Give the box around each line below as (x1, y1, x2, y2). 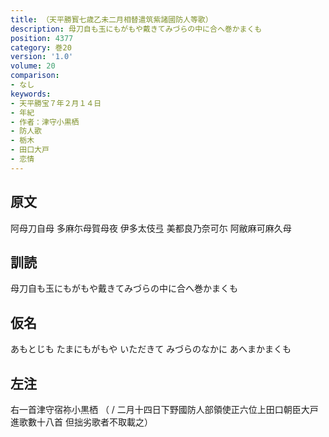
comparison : (10, 71, 60, 81)
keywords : (10, 89, 52, 99)
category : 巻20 (10, 42, 72, 53)
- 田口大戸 (10, 145, 50, 155)
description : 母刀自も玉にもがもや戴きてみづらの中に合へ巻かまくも (10, 24, 263, 34)
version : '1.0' (10, 52, 74, 62)
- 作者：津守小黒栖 (10, 117, 80, 127)
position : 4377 (10, 33, 74, 43)
